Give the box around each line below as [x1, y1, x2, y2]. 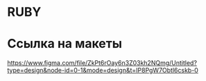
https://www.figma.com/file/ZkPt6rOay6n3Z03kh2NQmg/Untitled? [7, 59, 198, 67]
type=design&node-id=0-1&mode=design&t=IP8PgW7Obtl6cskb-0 [7, 66, 199, 75]
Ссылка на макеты [7, 36, 123, 52]
